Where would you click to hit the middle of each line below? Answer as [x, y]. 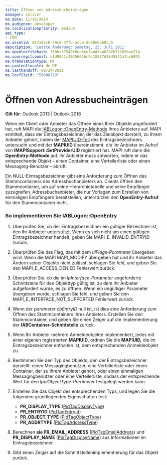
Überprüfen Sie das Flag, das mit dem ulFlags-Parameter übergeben [83, 252]
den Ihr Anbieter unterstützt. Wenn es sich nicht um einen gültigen [81, 232]
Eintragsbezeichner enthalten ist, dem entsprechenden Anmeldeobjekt [85, 345]
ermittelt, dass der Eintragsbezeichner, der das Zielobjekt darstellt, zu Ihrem [83, 134]
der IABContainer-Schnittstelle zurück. [54, 325]
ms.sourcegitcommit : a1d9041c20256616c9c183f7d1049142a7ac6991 [73, 56]
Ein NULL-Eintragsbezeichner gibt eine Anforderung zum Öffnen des [76, 176]
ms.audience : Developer [30, 24]
